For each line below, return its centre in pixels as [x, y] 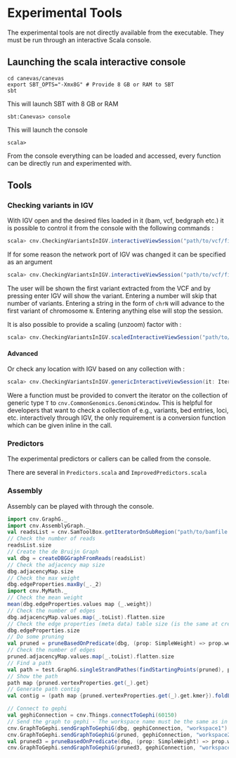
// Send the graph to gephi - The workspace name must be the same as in [118, 721]
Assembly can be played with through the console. [81, 506]
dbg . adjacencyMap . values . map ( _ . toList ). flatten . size [86, 617]
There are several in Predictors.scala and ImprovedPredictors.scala [107, 473]
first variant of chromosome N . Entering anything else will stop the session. [115, 311]
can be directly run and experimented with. [70, 163]
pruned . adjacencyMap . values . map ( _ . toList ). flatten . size [91, 657]
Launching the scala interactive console [97, 62]
